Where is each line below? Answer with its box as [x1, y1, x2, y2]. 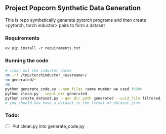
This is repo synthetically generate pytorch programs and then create [5, 17, 147, 23]
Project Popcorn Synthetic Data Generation [5, 4, 141, 12]
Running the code [5, 57, 48, 64]
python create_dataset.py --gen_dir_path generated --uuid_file [5, 96, 140, 100]
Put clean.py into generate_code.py [12, 123, 85, 129]
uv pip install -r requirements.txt [5, 46, 81, 51]
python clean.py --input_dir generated [5, 91, 87, 96]
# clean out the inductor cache [5, 68, 72, 73]
